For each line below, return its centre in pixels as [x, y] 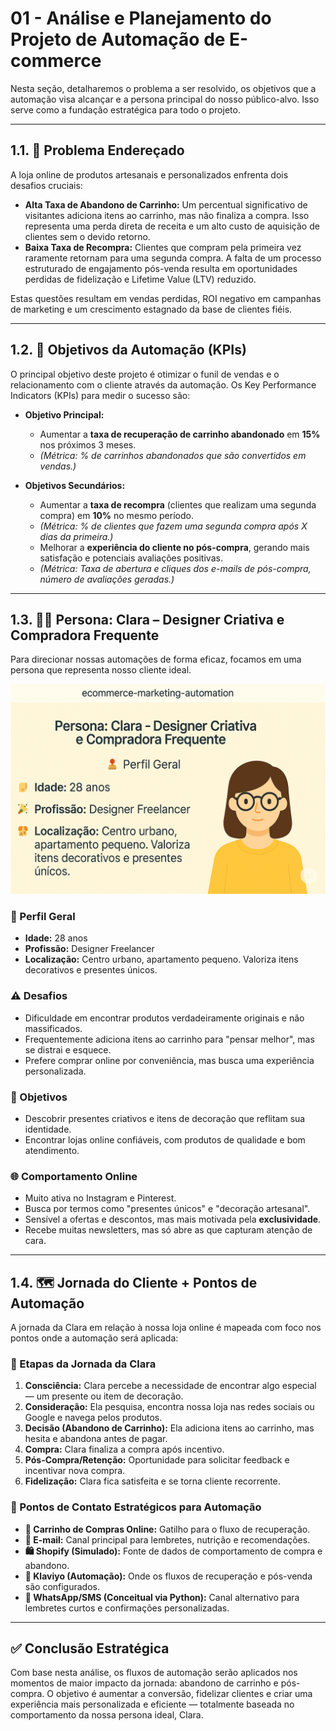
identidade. [48, 1129]
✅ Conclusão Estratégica [90, 1648]
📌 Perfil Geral [43, 916]
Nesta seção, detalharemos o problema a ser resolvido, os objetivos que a [163, 88]
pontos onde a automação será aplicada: [94, 1338]
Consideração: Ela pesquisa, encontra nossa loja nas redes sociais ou [169, 1407]
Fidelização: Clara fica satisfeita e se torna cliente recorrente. [152, 1481]
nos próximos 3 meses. [88, 444]
